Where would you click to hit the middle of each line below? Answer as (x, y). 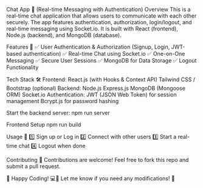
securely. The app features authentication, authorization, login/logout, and (99, 22)
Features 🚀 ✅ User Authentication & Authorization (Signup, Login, (88, 47)
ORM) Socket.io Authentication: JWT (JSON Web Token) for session (92, 95)
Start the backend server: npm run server (58, 113)
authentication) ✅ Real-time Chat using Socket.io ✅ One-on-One (104, 54)
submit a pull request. (33, 166)
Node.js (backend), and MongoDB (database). (64, 35)
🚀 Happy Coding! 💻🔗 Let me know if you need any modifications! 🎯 (91, 178)
